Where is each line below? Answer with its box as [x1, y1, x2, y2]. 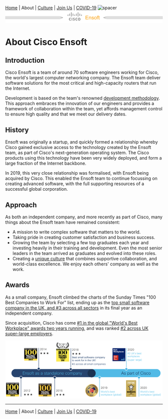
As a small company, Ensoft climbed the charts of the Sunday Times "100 [5, 294, 156, 300]
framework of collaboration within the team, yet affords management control [5, 106, 162, 112]
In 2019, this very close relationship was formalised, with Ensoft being [5, 170, 149, 176]
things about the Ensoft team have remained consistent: [5, 219, 120, 225]
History [5, 125, 29, 134]
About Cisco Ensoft [5, 36, 87, 48]
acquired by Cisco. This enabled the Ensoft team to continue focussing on [5, 176, 157, 182]
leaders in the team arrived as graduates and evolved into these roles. [12, 250, 156, 256]
